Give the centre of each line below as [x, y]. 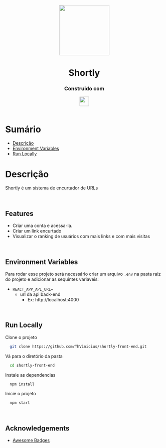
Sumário [23, 129]
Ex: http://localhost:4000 [53, 299]
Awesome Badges [31, 440]
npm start [20, 403]
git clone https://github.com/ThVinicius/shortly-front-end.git [78, 347]
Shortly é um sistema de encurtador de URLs [52, 188]
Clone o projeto [21, 337]
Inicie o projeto [21, 394]
